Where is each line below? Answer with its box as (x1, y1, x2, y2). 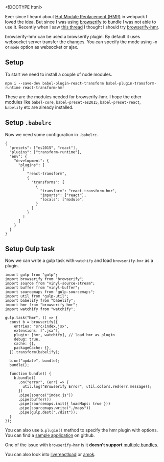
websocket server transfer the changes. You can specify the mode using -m (5, 39, 158, 45)
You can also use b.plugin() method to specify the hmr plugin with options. (5, 427, 158, 433)
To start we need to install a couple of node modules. (5, 71, 113, 77)
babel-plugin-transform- (106, 81, 157, 86)
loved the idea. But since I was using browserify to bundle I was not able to (5, 19, 156, 25)
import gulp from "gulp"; (5, 272, 58, 277)
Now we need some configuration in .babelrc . (5, 131, 98, 137)
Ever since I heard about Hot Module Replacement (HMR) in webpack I (5, 14, 148, 19)
